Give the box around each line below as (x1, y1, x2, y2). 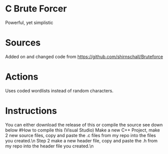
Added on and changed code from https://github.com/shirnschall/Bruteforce (5, 53, 163, 59)
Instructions (5, 105, 57, 116)
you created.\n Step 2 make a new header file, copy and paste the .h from (5, 137, 158, 143)
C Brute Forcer (5, 3, 67, 14)
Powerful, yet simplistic (5, 19, 54, 25)
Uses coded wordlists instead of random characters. (5, 87, 114, 93)
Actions (5, 71, 39, 82)
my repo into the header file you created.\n (5, 143, 94, 149)
